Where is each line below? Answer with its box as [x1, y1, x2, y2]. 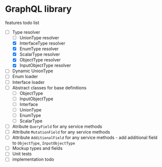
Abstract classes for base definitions [12, 84, 87, 90]
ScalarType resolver [19, 52, 60, 57]
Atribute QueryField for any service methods [12, 124, 102, 129]
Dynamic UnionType [12, 68, 54, 74]
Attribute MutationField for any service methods [12, 129, 110, 135]
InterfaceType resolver [19, 40, 65, 46]
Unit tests [12, 151, 32, 157]
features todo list [5, 20, 39, 26]
